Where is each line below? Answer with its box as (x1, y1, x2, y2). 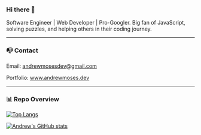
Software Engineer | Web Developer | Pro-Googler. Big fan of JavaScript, (6, 19, 185, 26)
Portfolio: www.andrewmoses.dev (6, 74, 90, 81)
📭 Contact (6, 46, 38, 55)
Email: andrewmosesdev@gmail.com (6, 62, 98, 70)
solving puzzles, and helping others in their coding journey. (6, 25, 153, 32)
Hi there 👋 (6, 5, 36, 14)
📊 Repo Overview (6, 95, 60, 103)
